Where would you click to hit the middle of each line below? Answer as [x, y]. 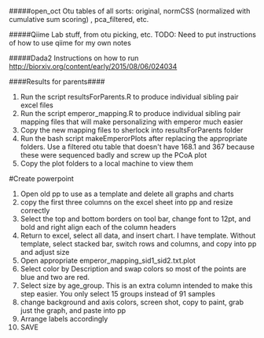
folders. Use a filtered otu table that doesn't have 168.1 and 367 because [137, 147]
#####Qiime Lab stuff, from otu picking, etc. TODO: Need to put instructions [132, 35]
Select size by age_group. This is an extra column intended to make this [136, 285]
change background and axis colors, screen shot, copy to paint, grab [132, 302]
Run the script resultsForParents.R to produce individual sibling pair [129, 97]
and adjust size [45, 253]
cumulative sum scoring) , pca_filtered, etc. [79, 20]
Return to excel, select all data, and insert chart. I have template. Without [138, 236]
